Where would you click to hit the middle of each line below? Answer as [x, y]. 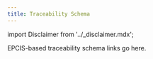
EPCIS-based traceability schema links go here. [77, 48]
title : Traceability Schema [49, 14]
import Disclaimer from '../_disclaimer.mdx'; [70, 34]
